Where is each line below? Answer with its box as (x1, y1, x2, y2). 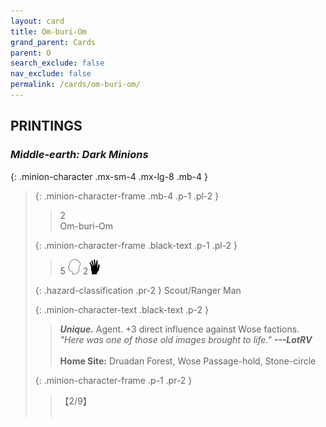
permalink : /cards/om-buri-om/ (10, 80, 141, 90)
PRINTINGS (10, 118, 83, 135)
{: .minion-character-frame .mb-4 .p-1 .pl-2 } (34, 190, 220, 202)
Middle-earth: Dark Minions (10, 148, 149, 162)
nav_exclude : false (10, 69, 92, 79)
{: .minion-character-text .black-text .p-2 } (34, 303, 210, 315)
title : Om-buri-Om (10, 26, 87, 37)
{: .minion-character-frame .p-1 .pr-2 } (34, 374, 193, 386)
